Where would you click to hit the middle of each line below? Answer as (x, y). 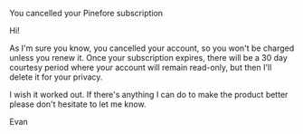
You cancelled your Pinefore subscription (86, 13)
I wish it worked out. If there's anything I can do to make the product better (149, 95)
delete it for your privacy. (56, 77)
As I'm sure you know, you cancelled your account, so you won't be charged (152, 48)
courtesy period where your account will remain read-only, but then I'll (141, 67)
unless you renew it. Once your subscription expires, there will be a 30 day (148, 57)
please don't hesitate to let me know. (78, 104)
